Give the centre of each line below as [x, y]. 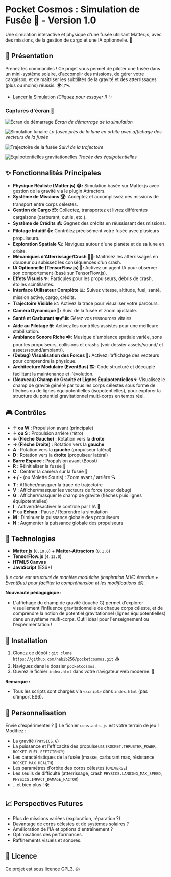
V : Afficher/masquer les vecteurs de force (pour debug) [72, 490]
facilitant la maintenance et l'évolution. [53, 374]
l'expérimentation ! [32, 625]
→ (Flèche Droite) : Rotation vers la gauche [58, 444]
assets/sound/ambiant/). [39, 350]
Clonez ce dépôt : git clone [42, 653]
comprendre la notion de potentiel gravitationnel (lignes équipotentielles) [89, 613]
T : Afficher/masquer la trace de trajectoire [58, 484]
